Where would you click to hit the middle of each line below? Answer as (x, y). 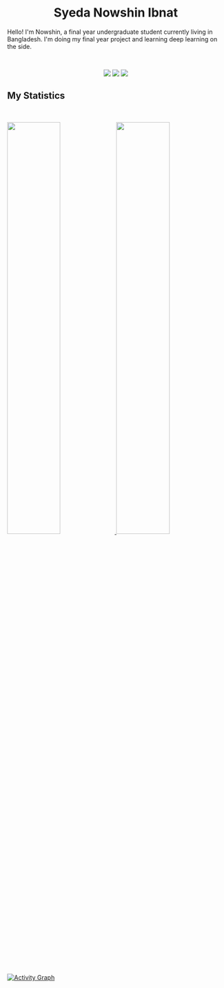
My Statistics (36, 96)
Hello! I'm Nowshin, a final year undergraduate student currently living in (110, 32)
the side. (20, 46)
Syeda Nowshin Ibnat (116, 13)
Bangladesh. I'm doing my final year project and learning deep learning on (112, 39)
